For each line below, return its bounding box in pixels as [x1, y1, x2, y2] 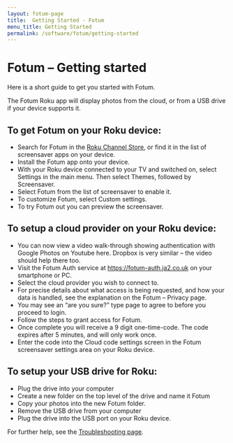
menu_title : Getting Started [7, 23, 92, 30]
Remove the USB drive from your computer [17, 407, 142, 415]
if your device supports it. [7, 104, 82, 113]
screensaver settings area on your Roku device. [17, 345, 155, 353]
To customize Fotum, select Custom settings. [17, 195, 147, 203]
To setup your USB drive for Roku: [7, 365, 158, 378]
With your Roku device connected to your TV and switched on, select [17, 165, 217, 174]
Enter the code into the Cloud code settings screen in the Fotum [17, 337, 202, 346]
